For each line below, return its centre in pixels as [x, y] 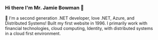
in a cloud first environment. [33, 34]
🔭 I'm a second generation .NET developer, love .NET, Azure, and [70, 18]
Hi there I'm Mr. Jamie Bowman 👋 [44, 8]
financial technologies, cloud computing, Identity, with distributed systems [79, 28]
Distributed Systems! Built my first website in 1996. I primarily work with [76, 23]
